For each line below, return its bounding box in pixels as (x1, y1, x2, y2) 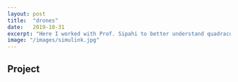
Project (7, 63, 40, 75)
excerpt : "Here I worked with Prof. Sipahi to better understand (7, 30, 204, 37)
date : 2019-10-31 (7, 23, 65, 30)
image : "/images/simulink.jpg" (7, 37, 100, 44)
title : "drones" (7, 17, 59, 24)
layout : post (7, 10, 46, 18)
